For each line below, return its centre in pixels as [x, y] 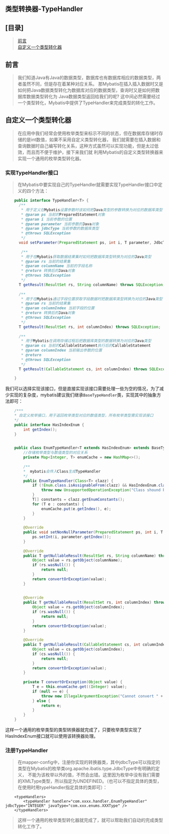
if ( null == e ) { [50, 691]
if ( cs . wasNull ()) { [54, 654]
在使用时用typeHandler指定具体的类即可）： [62, 788]
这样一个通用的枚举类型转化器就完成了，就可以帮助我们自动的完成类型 [90, 820]
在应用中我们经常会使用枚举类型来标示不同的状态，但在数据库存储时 [88, 133]
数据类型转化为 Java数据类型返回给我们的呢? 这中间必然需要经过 [93, 97]
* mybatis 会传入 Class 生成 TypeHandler [62, 471]
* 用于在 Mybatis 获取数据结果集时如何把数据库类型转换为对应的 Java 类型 [86, 257]
